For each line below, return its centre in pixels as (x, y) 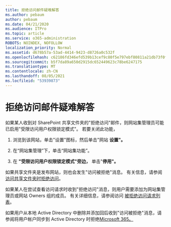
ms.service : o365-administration (41, 39)
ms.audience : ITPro (26, 29)
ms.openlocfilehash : (27, 57)
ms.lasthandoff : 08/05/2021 (35, 76)
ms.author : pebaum (25, 15)
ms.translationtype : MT (31, 67)
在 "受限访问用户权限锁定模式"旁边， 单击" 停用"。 (65, 161)
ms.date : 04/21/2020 (27, 24)
